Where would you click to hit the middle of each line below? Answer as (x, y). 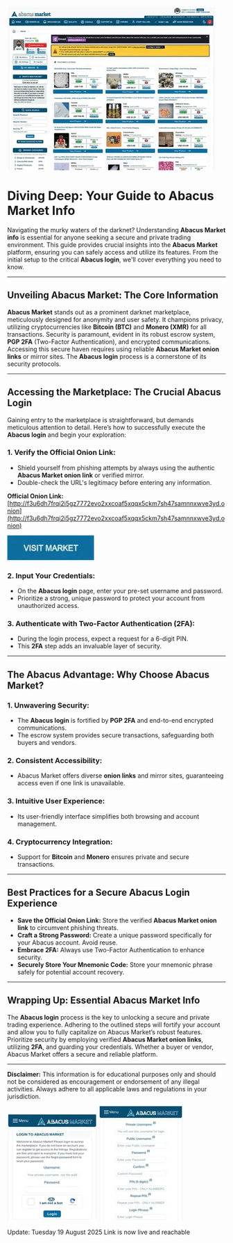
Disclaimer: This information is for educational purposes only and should (112, 1074)
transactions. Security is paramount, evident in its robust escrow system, (111, 334)
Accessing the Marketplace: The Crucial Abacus (114, 392)
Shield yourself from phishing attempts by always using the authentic (116, 467)
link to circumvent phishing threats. (68, 927)
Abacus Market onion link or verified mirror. (80, 475)
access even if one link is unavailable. (71, 783)
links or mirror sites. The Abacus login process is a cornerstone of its (107, 356)
